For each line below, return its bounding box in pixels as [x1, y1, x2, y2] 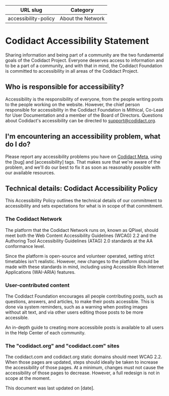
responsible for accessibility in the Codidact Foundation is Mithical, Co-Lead [5, 107, 164, 113]
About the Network [60, 15, 105, 22]
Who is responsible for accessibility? [5, 83, 125, 91]
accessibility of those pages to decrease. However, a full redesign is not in [5, 370, 160, 376]
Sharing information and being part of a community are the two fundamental [5, 52, 164, 58]
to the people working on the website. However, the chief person [5, 101, 140, 108]
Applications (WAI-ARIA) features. [5, 269, 76, 275]
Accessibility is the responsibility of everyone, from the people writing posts [5, 96, 163, 102]
